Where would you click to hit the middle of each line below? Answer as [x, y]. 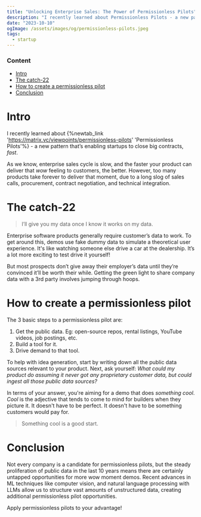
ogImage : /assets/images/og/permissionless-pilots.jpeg [78, 28]
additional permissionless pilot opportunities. [62, 496]
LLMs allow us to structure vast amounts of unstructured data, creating [94, 490]
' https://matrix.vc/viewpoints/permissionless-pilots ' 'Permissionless [90, 140]
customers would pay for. [38, 412]
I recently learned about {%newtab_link [55, 134]
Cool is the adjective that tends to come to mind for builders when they [94, 400]
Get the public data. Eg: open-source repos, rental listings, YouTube [99, 332]
